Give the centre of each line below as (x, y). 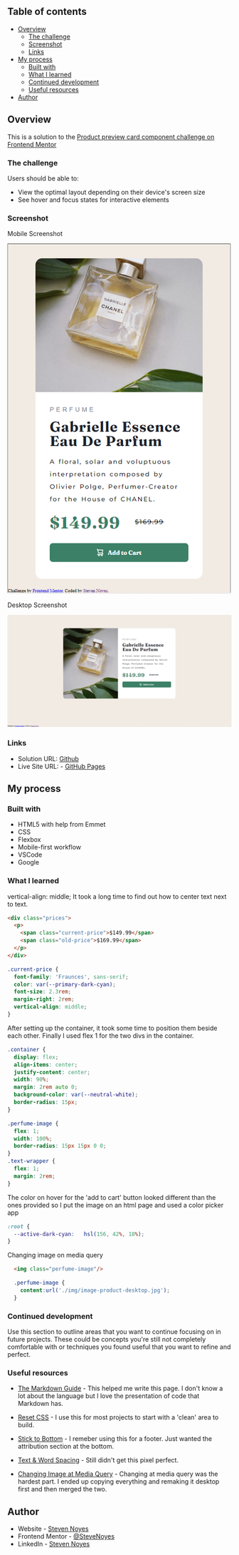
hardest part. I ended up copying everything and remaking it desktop (118, 1482)
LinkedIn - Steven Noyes (54, 1544)
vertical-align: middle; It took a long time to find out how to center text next (117, 896)
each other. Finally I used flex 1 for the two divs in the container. (101, 1035)
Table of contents (47, 12)
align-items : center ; (46, 1065)
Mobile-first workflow (49, 847)
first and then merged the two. (62, 1489)
